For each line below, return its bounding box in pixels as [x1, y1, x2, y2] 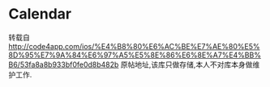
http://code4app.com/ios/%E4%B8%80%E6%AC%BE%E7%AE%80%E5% [8, 41, 260, 51]
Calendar [8, 5, 71, 23]
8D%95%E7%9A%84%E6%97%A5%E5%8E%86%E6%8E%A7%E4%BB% [8, 50, 262, 60]
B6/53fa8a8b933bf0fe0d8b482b [8, 60, 119, 69]
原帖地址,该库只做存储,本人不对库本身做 [120, 60, 253, 69]
